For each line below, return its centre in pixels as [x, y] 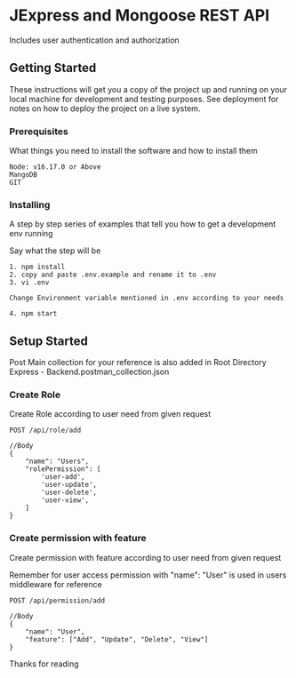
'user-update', [69, 485]
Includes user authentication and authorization [94, 40]
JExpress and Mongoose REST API [140, 16]
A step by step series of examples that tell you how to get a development [143, 224]
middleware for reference [56, 584]
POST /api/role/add [45, 431]
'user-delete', [69, 493]
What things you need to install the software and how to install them [133, 151]
